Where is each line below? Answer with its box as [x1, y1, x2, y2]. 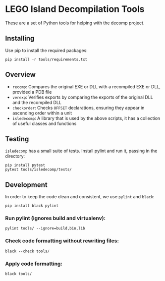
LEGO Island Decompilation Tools [5, 3, 145, 15]
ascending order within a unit [12, 110, 72, 116]
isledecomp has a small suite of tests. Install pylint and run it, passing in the [5, 148, 158, 154]
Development [5, 180, 48, 189]
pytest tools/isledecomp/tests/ [5, 167, 72, 172]
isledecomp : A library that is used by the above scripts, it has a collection [12, 115, 161, 121]
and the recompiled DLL [12, 99, 62, 105]
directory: [5, 153, 25, 159]
